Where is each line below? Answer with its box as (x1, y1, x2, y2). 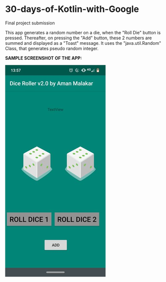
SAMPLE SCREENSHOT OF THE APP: (5, 55, 82, 61)
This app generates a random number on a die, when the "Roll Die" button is (5, 29, 161, 35)
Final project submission (5, 20, 55, 26)
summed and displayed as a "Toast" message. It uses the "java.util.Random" (5, 40, 162, 46)
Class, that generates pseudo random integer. (5, 45, 99, 51)
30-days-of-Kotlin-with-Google (5, 3, 139, 15)
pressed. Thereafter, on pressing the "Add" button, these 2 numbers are (5, 35, 152, 41)
